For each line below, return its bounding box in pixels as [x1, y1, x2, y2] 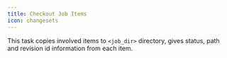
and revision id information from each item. [7, 44, 133, 52]
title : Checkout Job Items [7, 10, 87, 18]
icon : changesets [7, 17, 59, 24]
